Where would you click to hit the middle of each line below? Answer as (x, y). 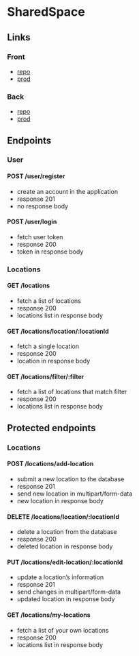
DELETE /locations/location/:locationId (63, 517)
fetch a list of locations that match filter (72, 392)
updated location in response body (66, 599)
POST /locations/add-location (50, 464)
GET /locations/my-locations (49, 615)
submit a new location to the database (71, 479)
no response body (43, 206)
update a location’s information (60, 577)
